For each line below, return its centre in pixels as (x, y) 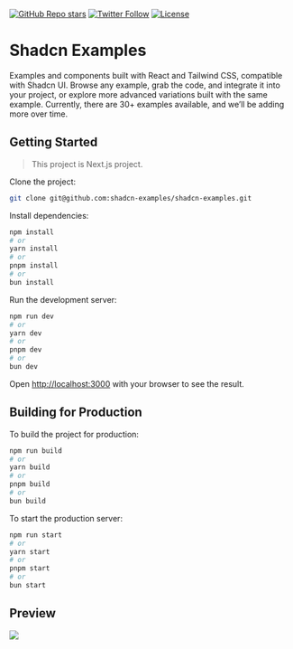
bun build (28, 501)
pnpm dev (26, 350)
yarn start (30, 551)
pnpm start (30, 569)
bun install (32, 282)
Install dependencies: (49, 215)
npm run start (36, 535)
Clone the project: (43, 182)
